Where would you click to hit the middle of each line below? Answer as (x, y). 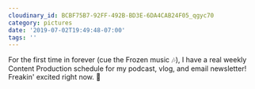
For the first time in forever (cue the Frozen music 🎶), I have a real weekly (127, 60)
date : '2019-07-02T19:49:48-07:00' (67, 30)
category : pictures (40, 23)
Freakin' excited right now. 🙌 (55, 77)
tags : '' (23, 37)
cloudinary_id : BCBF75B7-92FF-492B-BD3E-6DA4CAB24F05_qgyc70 (111, 15)
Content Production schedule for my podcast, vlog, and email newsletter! (127, 69)
